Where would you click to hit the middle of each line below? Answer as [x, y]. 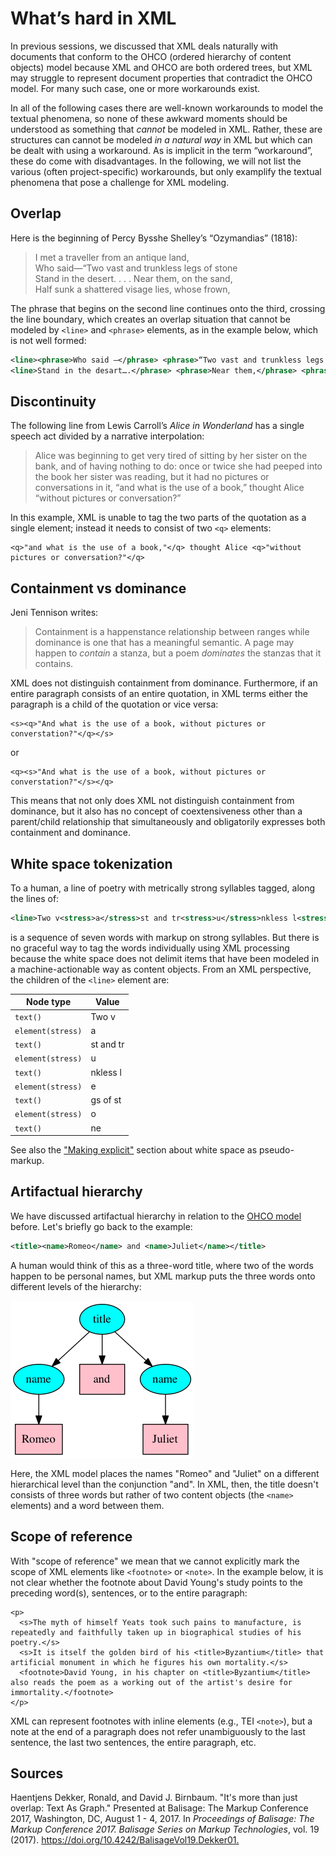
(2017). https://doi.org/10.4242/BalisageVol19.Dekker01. [125, 1840]
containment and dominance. [70, 833]
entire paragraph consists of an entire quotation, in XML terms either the [159, 694]
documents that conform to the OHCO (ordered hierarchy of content [151, 56]
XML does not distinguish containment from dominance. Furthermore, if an [164, 683]
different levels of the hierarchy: [76, 1286]
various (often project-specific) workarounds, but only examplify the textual [166, 171]
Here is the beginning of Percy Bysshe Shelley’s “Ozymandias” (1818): [154, 238]
